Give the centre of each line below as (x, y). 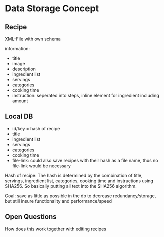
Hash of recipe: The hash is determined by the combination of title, (74, 175)
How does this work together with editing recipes (56, 229)
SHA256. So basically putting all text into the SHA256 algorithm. (71, 186)
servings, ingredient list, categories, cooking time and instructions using (79, 181)
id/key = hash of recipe (36, 128)
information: (18, 49)
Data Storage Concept (52, 9)
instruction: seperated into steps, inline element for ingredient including (86, 96)
